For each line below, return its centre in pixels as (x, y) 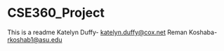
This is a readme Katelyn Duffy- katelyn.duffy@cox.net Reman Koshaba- (112, 32)
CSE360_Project (56, 13)
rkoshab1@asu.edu (35, 39)
